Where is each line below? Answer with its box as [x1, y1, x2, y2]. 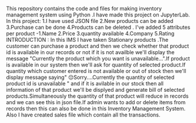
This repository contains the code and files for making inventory [6, 5, 162, 12]
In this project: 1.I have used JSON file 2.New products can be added [6, 18, 174, 24]
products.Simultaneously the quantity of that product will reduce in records [6, 92, 189, 99]
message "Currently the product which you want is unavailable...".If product [6, 55, 190, 62]
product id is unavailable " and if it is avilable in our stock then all [6, 80, 164, 87]
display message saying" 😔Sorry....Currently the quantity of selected [6, 74, 175, 81]
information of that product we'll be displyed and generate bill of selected [6, 87, 185, 93]
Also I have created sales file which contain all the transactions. [6, 111, 161, 118]
